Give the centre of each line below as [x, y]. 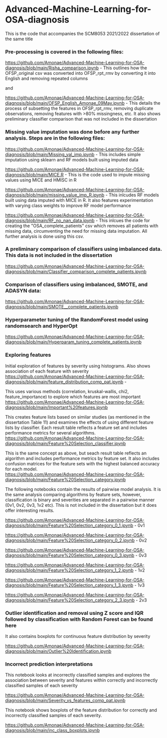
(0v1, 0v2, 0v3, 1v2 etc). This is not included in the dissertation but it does [81, 505]
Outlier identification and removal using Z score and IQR [74, 613]
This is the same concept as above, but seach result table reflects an [76, 453]
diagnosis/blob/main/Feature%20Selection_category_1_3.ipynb [69, 585]
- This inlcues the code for [123, 220]
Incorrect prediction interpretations [49, 664]
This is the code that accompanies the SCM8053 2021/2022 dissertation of [83, 33]
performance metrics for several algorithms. [50, 433]
